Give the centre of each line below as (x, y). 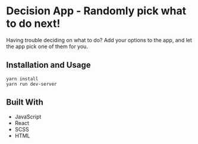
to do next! (33, 24)
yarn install (22, 79)
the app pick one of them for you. (47, 46)
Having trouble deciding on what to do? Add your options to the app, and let (99, 40)
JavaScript (28, 117)
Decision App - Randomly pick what (96, 11)
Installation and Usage (48, 65)
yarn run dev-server (32, 84)
